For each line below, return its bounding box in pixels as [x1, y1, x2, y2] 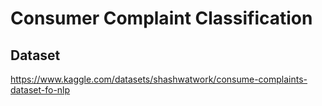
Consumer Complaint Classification [10, 7, 313, 30]
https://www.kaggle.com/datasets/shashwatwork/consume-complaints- [10, 73, 308, 85]
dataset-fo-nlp [10, 84, 71, 96]
